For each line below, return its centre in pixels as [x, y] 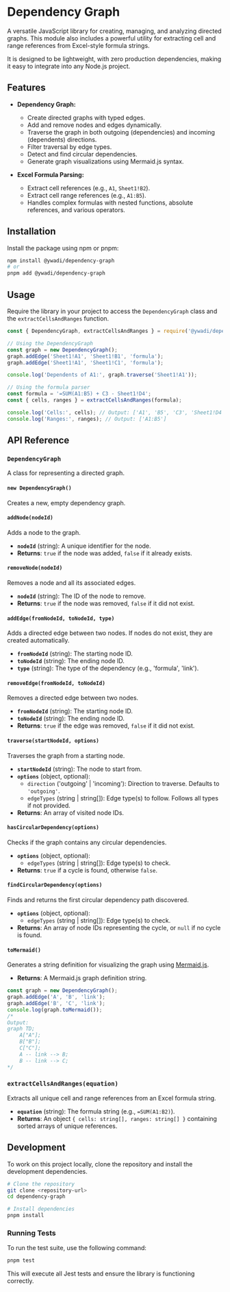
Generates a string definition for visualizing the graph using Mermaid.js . [108, 965]
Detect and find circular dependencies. [82, 154]
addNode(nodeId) [30, 518]
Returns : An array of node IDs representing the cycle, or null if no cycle [119, 927]
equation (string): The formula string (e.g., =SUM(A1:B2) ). [96, 1111]
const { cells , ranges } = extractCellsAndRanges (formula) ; [95, 400]
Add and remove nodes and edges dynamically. [94, 125]
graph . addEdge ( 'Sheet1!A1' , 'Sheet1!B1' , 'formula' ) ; [86, 356]
